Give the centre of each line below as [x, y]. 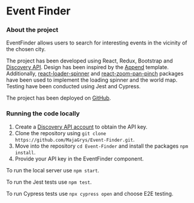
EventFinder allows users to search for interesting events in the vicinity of [97, 43]
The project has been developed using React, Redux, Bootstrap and [90, 61]
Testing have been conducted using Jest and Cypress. [73, 86]
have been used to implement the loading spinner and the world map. [92, 80]
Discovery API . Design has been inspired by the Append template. [87, 67]
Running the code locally [43, 114]
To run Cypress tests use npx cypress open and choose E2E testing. [90, 193]
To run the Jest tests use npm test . [49, 182]
